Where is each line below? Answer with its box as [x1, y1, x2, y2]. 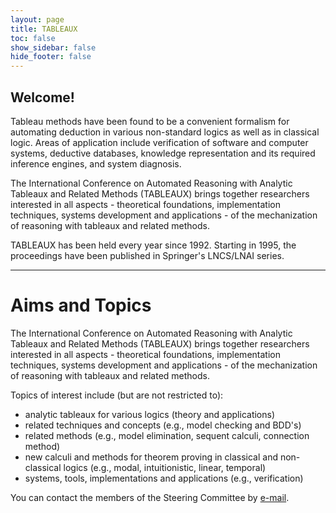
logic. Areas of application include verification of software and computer [10, 136, 309, 148]
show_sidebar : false [10, 42, 97, 53]
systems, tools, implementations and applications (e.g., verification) [24, 472, 304, 484]
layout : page [10, 14, 65, 25]
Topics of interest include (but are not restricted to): [10, 389, 224, 401]
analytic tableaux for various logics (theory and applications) [24, 408, 276, 420]
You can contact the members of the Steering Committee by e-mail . [10, 491, 290, 503]
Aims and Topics [10, 294, 152, 317]
